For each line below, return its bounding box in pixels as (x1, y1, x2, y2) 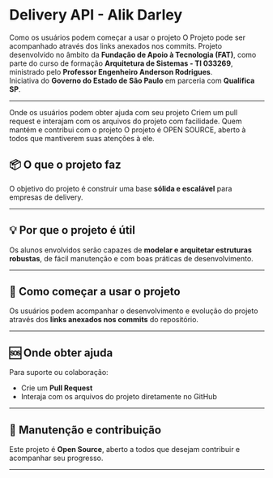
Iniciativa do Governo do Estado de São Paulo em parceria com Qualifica (9, 75, 255, 85)
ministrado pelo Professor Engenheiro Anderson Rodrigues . (9, 67, 213, 76)
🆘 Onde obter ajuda (9, 346, 113, 360)
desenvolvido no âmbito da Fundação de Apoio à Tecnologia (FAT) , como (9, 50, 257, 59)
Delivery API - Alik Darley (9, 6, 183, 24)
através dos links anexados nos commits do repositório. (9, 315, 199, 325)
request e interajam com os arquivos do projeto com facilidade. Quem (9, 116, 242, 126)
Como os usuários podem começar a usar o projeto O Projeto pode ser (9, 32, 246, 42)
